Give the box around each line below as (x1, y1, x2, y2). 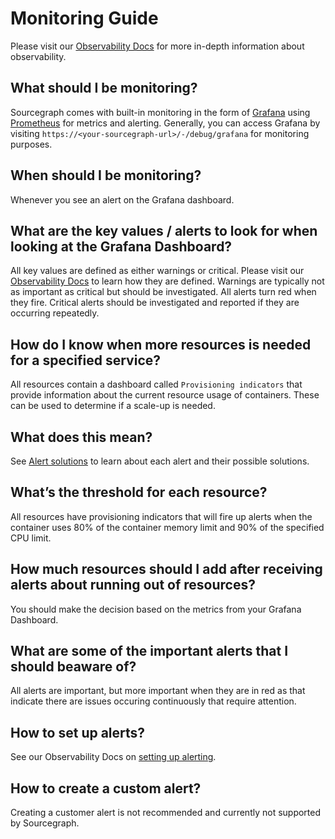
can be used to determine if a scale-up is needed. (10, 400, 216, 412)
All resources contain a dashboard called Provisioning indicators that (10, 378, 303, 391)
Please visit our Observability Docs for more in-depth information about (10, 40, 305, 52)
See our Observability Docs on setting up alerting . (10, 751, 217, 763)
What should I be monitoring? (10, 80, 198, 97)
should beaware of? (10, 658, 137, 676)
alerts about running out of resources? (10, 577, 256, 594)
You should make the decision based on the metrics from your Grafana (10, 603, 302, 615)
